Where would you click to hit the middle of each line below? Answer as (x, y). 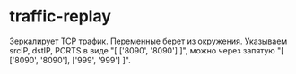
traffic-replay (61, 16)
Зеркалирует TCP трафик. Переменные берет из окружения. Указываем (148, 41)
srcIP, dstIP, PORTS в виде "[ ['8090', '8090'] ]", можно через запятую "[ (147, 50)
